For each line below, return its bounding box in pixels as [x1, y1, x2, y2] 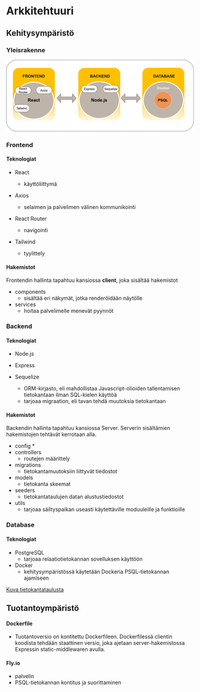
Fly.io [6, 659, 21, 666]
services [14, 301, 36, 308]
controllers [14, 449, 42, 456]
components [14, 288, 46, 296]
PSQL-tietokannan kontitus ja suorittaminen [14, 679, 121, 686]
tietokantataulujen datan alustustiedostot [23, 493, 124, 500]
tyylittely [23, 250, 45, 257]
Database [6, 521, 35, 529]
